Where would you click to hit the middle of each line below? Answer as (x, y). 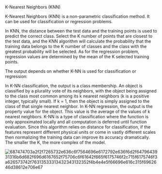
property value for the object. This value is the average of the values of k (78, 111)
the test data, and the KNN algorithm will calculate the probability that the (78, 41)
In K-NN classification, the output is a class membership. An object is (74, 86)
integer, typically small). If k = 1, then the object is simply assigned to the (77, 101)
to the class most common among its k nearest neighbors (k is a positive (77, 96)
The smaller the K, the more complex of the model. (56, 142)
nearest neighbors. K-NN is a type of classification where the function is (77, 117)
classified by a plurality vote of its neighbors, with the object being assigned (81, 91)
